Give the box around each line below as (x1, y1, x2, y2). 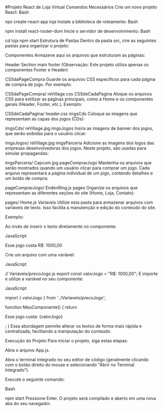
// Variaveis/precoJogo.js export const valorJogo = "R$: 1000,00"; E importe (5, 271, 158, 276)
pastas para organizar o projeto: (5, 43, 70, 48)
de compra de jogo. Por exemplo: (5, 81, 72, 87)
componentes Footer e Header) (5, 67, 68, 73)
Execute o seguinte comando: (5, 376, 65, 382)
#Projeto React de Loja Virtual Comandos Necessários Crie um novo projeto (5, 4, 157, 10)
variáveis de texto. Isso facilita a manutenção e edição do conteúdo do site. (5, 205, 157, 210)
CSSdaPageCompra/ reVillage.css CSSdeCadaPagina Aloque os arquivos (5, 91, 152, 97)
